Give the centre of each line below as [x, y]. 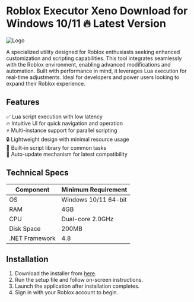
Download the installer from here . [55, 273]
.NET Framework [33, 238]
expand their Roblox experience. [46, 83]
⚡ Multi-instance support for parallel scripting [62, 130]
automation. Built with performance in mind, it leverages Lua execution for [96, 71]
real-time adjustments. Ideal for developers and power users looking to [93, 77]
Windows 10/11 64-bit [94, 199]
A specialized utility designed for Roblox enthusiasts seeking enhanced [93, 52]
